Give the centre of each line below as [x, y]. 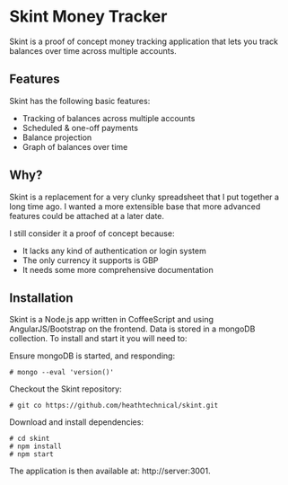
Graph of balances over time [75, 146]
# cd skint [30, 439]
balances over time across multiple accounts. [93, 50]
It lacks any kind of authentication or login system [114, 251]
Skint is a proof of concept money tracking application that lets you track [144, 41]
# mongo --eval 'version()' [62, 373]
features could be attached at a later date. [87, 216]
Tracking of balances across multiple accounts [109, 118]
